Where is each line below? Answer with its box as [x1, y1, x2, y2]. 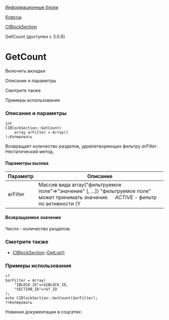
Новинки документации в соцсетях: [5, 309, 82, 315]
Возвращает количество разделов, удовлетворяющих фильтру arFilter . [5, 143, 158, 149]
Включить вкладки [5, 68, 46, 74]
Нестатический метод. [5, 149, 54, 155]
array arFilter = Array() [14, 130, 69, 135]
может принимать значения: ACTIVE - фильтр [38, 194, 157, 201]
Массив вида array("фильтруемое [38, 181, 122, 188]
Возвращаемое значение [5, 214, 61, 221]
